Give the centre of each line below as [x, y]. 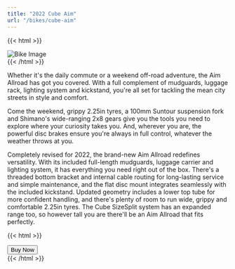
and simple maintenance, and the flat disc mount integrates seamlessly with [117, 184]
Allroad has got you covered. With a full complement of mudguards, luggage [117, 82]
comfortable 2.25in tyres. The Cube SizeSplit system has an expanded [109, 206]
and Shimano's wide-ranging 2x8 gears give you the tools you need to [109, 118]
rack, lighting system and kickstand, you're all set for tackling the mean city [116, 90]
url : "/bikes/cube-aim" [42, 20]
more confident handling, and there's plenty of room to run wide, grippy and [117, 199]
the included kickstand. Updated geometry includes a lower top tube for [111, 192]
